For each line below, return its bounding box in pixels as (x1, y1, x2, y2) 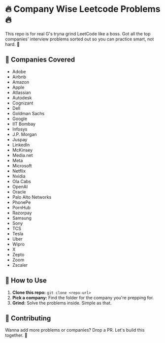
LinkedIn (12, 142, 30, 148)
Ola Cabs (12, 178, 31, 184)
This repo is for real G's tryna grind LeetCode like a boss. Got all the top (5, 31, 151, 36)
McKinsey (12, 147, 33, 153)
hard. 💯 (5, 41, 20, 47)
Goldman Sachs (12, 110, 45, 116)
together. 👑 (5, 332, 28, 338)
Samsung (12, 215, 32, 221)
